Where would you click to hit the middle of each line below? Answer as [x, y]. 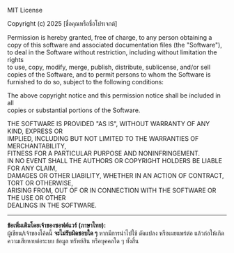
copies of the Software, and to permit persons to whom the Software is [109, 75]
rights [16, 60]
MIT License [25, 10]
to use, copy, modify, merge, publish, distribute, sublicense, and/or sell [109, 67]
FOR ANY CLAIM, [32, 168]
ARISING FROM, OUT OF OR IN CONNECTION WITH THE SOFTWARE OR [112, 190]
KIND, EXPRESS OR [35, 131]
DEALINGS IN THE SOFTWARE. [52, 205]
